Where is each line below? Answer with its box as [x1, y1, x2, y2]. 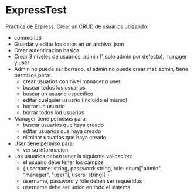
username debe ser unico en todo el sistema [22, 183, 131, 190]
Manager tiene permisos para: [13, 115, 87, 122]
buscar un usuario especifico [22, 90, 94, 97]
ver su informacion [22, 146, 69, 153]
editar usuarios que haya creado [22, 127, 101, 135]
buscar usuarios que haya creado [22, 121, 104, 128]
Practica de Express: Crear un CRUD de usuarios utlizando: [5, 23, 149, 30]
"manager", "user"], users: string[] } [22, 171, 110, 178]
